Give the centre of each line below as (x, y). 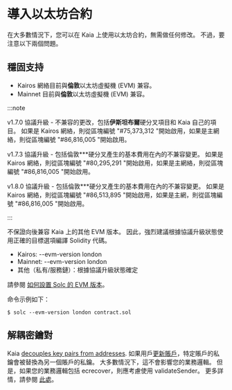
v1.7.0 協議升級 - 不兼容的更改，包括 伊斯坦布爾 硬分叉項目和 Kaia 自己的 (109, 122)
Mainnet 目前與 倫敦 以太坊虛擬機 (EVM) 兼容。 (83, 94)
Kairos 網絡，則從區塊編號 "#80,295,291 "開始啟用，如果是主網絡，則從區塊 (115, 163)
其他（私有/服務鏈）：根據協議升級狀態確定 (78, 269)
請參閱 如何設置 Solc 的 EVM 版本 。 (58, 284)
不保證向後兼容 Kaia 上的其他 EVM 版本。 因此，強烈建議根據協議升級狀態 (112, 231)
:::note (16, 107)
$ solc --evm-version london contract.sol (69, 312)
